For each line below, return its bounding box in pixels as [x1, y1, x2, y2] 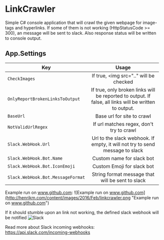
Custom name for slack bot [92, 155, 154, 162]
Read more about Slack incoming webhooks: [5, 224, 95, 230]
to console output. [5, 35, 42, 41]
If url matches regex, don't [93, 120, 154, 127]
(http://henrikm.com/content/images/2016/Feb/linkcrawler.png [5, 194, 131, 200]
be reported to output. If [96, 92, 151, 99]
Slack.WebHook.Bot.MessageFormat [7, 174, 85, 180]
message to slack [103, 147, 143, 154]
